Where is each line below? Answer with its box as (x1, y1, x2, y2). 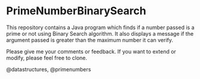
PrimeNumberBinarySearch (6, 4, 146, 18)
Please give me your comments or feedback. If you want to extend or (6, 48, 176, 55)
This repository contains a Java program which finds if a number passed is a (6, 24, 195, 31)
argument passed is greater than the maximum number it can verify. (6, 36, 173, 43)
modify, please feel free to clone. (6, 54, 88, 61)
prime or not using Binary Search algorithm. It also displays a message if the (6, 30, 194, 37)
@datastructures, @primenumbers (6, 65, 91, 72)
